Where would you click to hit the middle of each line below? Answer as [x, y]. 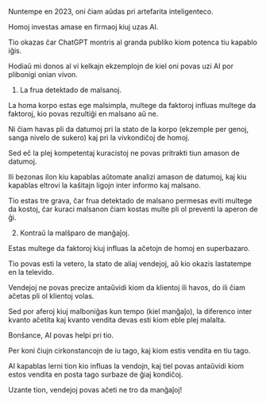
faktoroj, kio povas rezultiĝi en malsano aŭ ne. [83, 114]
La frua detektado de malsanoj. [71, 90]
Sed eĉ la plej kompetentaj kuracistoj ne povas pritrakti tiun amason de [124, 153]
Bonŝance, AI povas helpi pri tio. [61, 335]
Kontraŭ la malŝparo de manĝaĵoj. [75, 233]
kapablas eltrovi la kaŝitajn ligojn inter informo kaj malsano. [104, 185]
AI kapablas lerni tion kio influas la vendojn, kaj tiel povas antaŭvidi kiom [126, 366]
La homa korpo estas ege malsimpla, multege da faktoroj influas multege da [132, 105]
